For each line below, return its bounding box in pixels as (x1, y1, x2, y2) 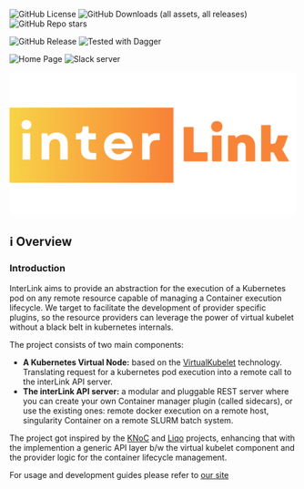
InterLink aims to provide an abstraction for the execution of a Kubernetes (9, 282, 287, 293)
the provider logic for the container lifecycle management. (9, 452, 228, 463)
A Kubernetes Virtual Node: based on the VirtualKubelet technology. (22, 356, 282, 368)
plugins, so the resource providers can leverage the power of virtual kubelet (9, 311, 294, 322)
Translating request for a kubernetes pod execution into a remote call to (22, 366, 292, 377)
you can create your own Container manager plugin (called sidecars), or (22, 395, 293, 406)
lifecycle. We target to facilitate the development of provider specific (9, 301, 267, 313)
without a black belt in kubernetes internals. (9, 321, 174, 332)
